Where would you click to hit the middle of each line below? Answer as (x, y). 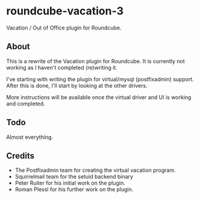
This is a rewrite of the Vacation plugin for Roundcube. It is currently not (95, 61)
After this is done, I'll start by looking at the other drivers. (77, 85)
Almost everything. (30, 137)
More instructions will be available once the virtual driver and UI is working (99, 97)
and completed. (26, 103)
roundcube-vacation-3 (65, 11)
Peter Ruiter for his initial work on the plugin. (70, 183)
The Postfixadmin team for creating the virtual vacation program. (95, 170)
